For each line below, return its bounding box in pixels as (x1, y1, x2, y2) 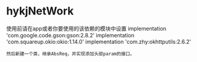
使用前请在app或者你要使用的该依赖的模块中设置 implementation (6, 25, 167, 32)
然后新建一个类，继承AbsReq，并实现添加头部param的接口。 (6, 51, 135, 57)
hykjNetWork (6, 4, 74, 18)
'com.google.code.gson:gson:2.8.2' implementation (6, 31, 134, 39)
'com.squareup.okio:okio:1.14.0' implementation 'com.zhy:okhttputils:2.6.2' (6, 38, 192, 45)
